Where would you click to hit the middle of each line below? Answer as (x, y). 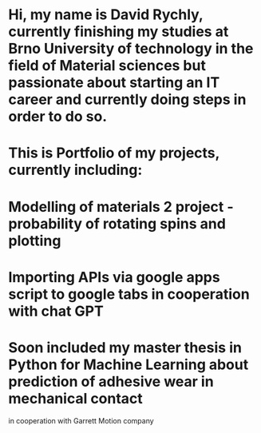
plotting (35, 240)
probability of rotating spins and (117, 223)
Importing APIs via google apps (115, 277)
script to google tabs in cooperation (129, 294)
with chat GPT (56, 311)
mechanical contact (76, 398)
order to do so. (58, 117)
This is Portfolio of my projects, (114, 153)
